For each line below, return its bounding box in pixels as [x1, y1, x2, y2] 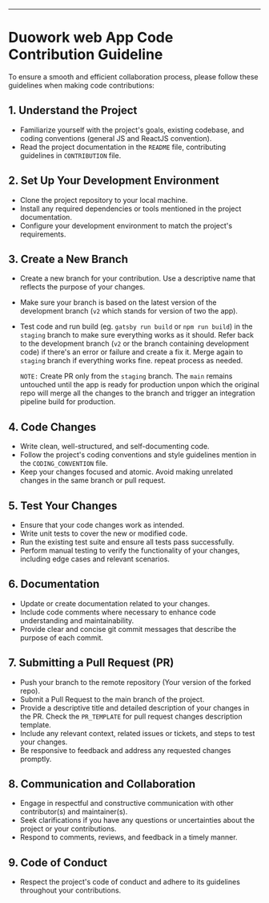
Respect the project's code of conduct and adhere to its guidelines [19, 877, 240, 887]
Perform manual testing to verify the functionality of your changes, [19, 546, 240, 555]
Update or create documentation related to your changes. [19, 598, 211, 608]
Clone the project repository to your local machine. [19, 195, 188, 204]
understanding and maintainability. [19, 615, 134, 626]
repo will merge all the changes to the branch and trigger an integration [19, 388, 255, 398]
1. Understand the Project [8, 103, 138, 117]
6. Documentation [8, 577, 100, 591]
